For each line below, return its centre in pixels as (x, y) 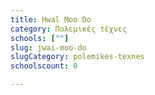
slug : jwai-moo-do (48, 47)
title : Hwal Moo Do (51, 19)
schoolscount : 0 (44, 66)
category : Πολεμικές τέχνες (69, 29)
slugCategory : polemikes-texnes (77, 57)
